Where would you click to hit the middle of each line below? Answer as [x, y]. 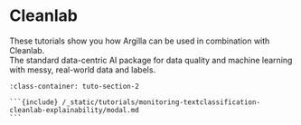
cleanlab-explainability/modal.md [75, 110]
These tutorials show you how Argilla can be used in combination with [140, 41]
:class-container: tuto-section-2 [75, 86]
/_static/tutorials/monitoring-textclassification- [161, 102]
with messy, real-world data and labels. [83, 70]
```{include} [34, 102]
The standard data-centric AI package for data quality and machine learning [151, 60]
